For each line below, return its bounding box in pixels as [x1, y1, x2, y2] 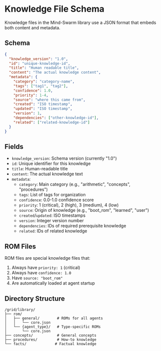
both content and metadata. [4, 24, 60, 30]
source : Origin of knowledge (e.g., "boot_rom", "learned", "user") [19, 207, 149, 213]
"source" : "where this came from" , [13, 97, 86, 102]
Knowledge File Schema [4, 3, 104, 15]
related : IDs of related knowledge [19, 228, 87, 234]
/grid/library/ [4, 307, 36, 312]
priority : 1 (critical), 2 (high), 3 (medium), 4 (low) [19, 202, 119, 208]
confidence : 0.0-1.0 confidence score [19, 197, 94, 203]
